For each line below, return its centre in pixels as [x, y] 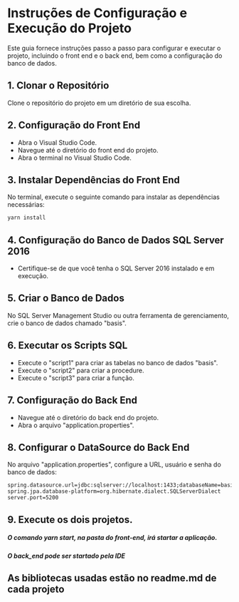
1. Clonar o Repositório [58, 86]
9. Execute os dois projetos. [70, 520]
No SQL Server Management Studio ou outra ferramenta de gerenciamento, [118, 315]
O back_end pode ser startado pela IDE [67, 556]
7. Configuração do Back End [72, 401]
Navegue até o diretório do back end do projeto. [88, 417]
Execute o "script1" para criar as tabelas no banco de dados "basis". [118, 362]
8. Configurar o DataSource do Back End [99, 447]
